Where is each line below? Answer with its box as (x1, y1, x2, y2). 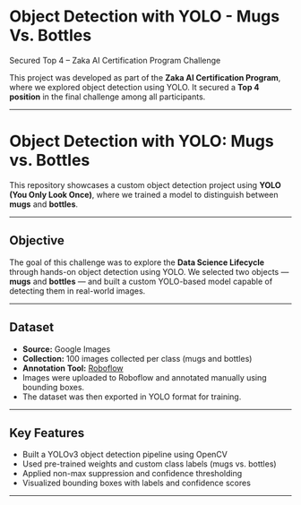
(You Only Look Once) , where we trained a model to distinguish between (9, 189, 279, 200)
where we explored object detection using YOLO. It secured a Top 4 (9, 81, 260, 92)
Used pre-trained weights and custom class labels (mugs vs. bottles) (21, 458, 277, 469)
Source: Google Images (21, 343, 111, 355)
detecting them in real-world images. (9, 285, 146, 296)
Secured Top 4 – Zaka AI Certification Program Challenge (9, 55, 221, 65)
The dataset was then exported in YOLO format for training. (21, 391, 242, 402)
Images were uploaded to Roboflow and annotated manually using (21, 372, 267, 382)
